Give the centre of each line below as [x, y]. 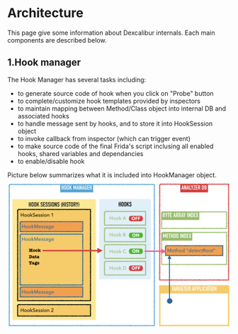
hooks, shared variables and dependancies [80, 153]
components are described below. [57, 40]
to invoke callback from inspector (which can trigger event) [104, 138]
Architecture [45, 13]
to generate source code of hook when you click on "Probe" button [115, 93]
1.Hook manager [44, 63]
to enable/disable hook [51, 161]
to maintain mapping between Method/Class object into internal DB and [122, 108]
